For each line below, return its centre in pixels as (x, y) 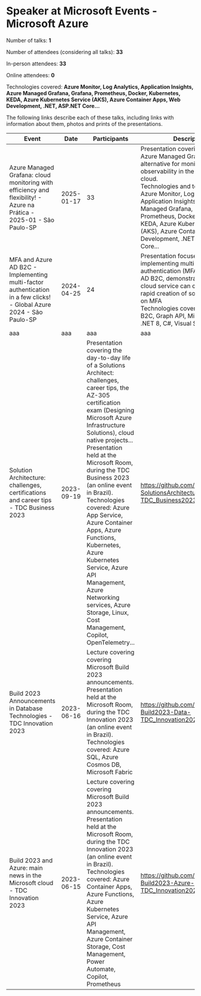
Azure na (22, 205)
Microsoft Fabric (109, 772)
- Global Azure (30, 304)
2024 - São (26, 312)
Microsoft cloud (31, 883)
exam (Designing (110, 410)
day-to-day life (109, 358)
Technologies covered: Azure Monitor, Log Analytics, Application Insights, (100, 87)
